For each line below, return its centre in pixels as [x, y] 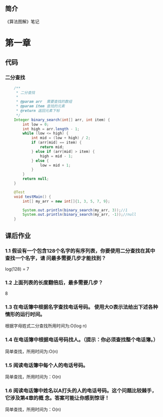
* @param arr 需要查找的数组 [44, 102]
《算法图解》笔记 [22, 21]
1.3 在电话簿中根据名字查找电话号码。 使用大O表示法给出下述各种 [82, 307]
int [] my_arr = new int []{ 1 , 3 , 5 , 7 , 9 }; [66, 201]
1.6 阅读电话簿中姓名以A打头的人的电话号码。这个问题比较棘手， [81, 391]
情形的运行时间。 [25, 314]
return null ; [36, 179]
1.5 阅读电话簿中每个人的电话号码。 [47, 365]
